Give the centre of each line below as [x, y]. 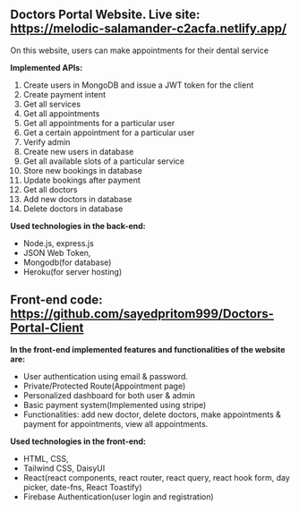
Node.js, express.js [59, 243]
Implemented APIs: [47, 67]
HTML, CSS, [46, 458]
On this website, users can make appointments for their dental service [140, 50]
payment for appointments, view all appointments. [115, 423]
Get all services [52, 104]
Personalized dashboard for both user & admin [109, 395]
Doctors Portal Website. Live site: [105, 15]
